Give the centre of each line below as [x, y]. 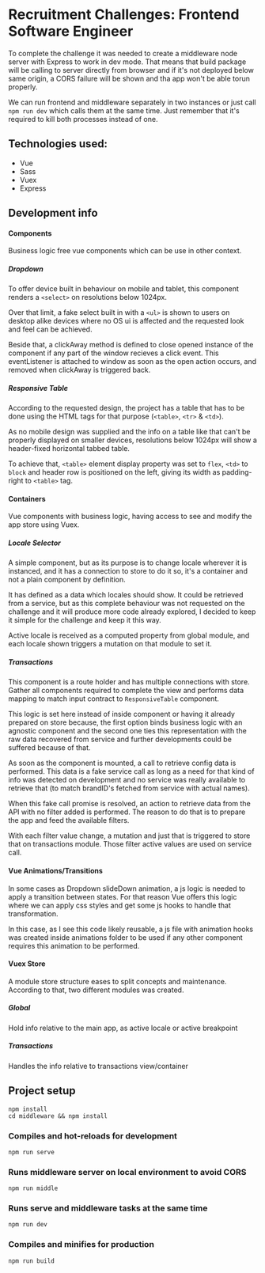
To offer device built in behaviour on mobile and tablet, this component [124, 289]
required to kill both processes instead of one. [83, 119]
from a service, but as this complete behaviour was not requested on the [127, 604]
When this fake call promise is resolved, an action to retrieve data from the [129, 804]
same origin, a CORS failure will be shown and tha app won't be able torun [129, 78]
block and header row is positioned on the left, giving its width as [114, 472]
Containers [27, 498]
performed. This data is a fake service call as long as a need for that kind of [131, 771]
